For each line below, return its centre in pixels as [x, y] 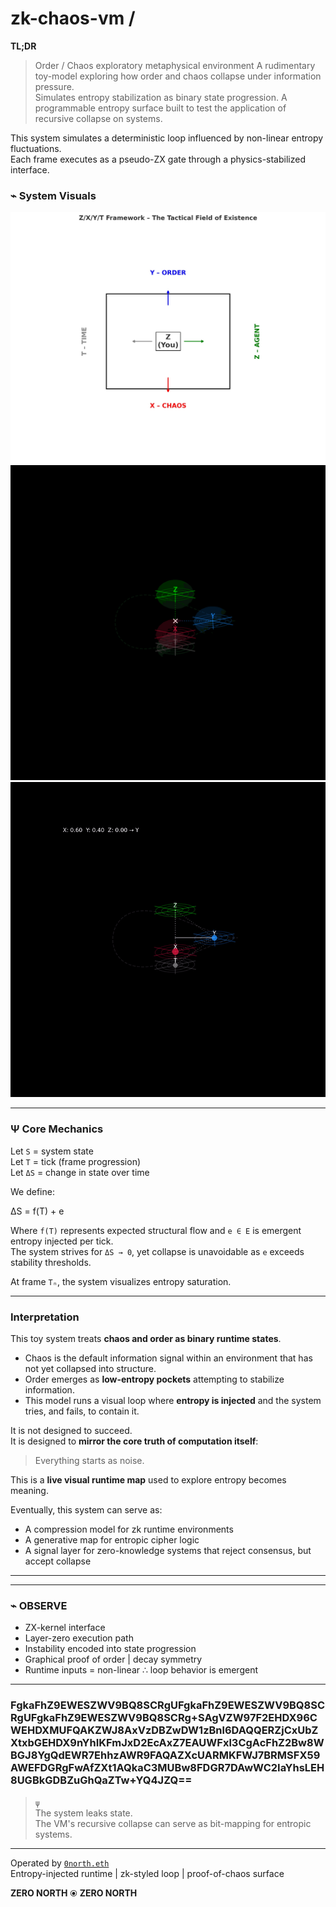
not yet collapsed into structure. [90, 1368]
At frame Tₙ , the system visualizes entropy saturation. [121, 1281]
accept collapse [58, 1561]
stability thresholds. [51, 1262]
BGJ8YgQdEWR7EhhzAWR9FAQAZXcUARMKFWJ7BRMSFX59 [165, 1755]
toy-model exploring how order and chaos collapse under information [178, 76]
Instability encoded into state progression [110, 1649]
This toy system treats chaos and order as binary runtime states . [146, 1338]
